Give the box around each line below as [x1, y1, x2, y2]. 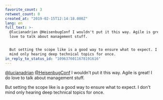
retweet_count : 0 [5, 12, 40, 17]
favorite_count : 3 [5, 7, 42, 12]
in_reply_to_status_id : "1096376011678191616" [5, 56, 101, 61]
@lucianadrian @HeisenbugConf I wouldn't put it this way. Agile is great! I [5, 69, 152, 75]
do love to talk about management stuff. [5, 75, 85, 81]
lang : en [5, 20, 23, 26]
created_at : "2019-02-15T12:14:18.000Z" [5, 16, 88, 21]
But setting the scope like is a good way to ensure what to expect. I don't [5, 84, 151, 90]
